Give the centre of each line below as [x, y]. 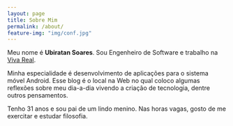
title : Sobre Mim [32, 20]
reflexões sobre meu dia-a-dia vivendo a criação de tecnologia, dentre [109, 88]
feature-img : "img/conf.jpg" [50, 33]
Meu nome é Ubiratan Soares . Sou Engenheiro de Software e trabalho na [113, 53]
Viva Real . [22, 60]
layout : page [26, 13]
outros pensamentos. [38, 96]
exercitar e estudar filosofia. [48, 116]
